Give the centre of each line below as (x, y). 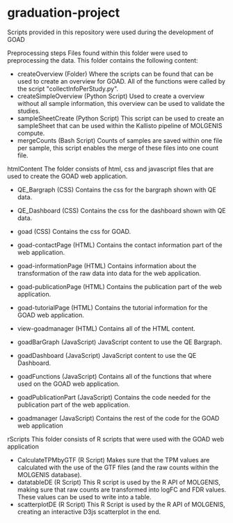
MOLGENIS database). (49, 474)
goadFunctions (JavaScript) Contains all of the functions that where (114, 376)
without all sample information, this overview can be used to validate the (121, 103)
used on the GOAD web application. (69, 384)
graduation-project (64, 13)
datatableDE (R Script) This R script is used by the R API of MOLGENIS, (119, 482)
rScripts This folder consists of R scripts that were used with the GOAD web (116, 439)
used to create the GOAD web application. (67, 176)
